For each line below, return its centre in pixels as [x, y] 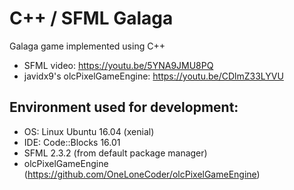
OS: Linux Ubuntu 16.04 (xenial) [89, 131]
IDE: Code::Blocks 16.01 [72, 142]
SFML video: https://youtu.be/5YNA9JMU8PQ [118, 65]
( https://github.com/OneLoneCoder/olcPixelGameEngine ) [142, 174]
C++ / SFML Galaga [91, 18]
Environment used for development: [124, 107]
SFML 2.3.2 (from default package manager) [115, 153]
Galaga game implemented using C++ [87, 46]
